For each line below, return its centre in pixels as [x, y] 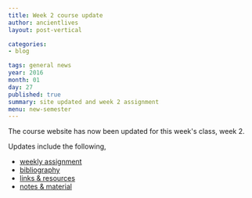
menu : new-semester [40, 109]
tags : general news [40, 66]
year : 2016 [26, 73]
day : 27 [21, 87]
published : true [34, 95]
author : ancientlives [43, 23]
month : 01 [24, 80]
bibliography [40, 170]
